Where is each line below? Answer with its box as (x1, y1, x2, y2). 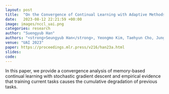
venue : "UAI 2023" (5, 40, 44, 45)
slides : (5, 49, 22, 54)
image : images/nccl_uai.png (5, 21, 64, 27)
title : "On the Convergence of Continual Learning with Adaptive (5, 12, 147, 17)
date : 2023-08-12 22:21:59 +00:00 (5, 17, 82, 22)
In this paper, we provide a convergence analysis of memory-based (5, 68, 145, 74)
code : (5, 54, 17, 59)
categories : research (5, 26, 51, 31)
